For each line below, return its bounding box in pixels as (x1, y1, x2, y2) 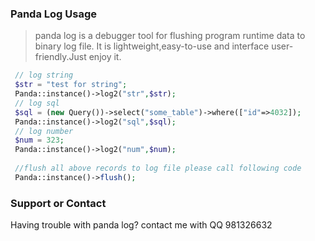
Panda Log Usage (10, 7, 97, 21)
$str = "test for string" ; (14, 80, 128, 90)
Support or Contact (10, 196, 107, 210)
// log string (14, 70, 74, 81)
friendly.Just (34, 51, 87, 63)
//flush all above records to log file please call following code (14, 163, 302, 174)
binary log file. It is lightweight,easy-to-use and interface (34, 40, 270, 52)
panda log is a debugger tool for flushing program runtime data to (34, 30, 306, 42)
